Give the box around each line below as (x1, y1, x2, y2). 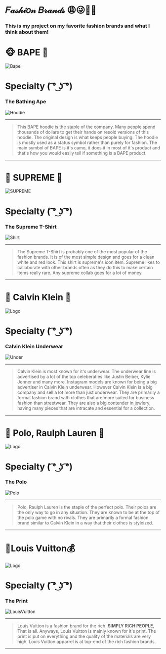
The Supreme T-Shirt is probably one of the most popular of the (17, 248, 147, 254)
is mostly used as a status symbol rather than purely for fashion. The (17, 140, 157, 145)
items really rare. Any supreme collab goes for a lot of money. (17, 270, 143, 276)
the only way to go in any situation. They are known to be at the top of (17, 509, 160, 515)
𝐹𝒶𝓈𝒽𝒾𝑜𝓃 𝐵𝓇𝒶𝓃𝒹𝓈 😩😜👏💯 (5, 4, 97, 16)
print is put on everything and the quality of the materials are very (17, 633, 151, 640)
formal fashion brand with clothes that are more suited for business (17, 395, 155, 401)
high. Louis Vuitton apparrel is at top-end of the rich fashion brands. (17, 639, 156, 645)
